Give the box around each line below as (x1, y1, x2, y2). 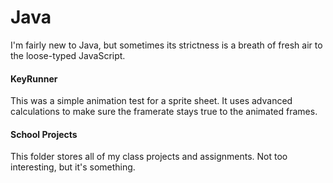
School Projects (10, 128, 78, 140)
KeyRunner (10, 72, 58, 85)
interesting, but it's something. (10, 161, 136, 173)
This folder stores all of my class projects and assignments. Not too (10, 151, 288, 163)
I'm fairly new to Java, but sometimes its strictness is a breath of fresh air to (10, 39, 323, 51)
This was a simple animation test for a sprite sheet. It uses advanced (10, 95, 293, 107)
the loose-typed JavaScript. (10, 49, 126, 61)
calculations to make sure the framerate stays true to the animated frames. (10, 106, 318, 118)
